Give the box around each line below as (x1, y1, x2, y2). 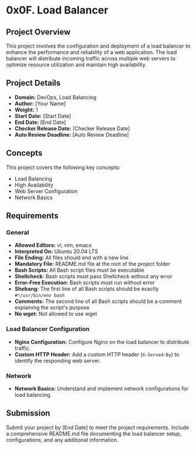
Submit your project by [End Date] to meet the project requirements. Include (6, 424, 189, 431)
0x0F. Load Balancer (6, 4, 109, 17)
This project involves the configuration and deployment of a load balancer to (6, 42, 191, 49)
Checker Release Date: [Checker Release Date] (14, 124, 130, 132)
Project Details (6, 78, 61, 88)
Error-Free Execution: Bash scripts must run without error (14, 279, 155, 286)
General (6, 228, 29, 237)
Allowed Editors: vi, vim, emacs (14, 242, 92, 249)
